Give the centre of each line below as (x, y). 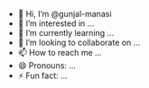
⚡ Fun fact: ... (42, 75)
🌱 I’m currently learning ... (66, 33)
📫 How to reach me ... (60, 53)
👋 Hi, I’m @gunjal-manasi (65, 14)
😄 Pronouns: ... (47, 66)
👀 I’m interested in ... (56, 23)
